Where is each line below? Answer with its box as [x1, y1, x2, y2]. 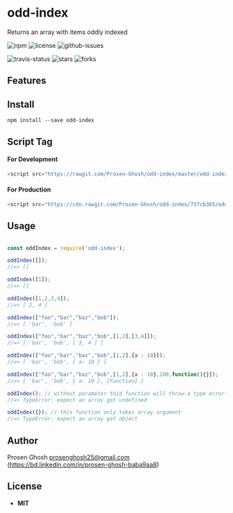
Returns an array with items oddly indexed [7, 28, 128, 36]
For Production [7, 185, 51, 194]
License [7, 480, 42, 492]
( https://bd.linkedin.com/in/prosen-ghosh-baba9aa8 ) [7, 460, 159, 469]
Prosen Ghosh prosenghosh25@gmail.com [7, 453, 130, 461]
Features [7, 75, 46, 87]
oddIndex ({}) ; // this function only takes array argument [7, 409, 182, 416]
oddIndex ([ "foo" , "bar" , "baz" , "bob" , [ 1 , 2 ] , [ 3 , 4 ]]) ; [7, 333, 157, 340]
